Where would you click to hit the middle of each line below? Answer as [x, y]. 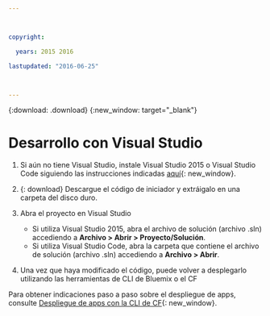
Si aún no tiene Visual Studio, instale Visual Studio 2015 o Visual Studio [138, 165]
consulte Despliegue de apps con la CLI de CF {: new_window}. [113, 303]
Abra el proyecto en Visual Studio [75, 214]
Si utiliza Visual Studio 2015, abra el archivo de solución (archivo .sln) [147, 229]
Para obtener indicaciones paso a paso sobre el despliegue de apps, [122, 294]
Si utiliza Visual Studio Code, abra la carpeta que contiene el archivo [145, 246]
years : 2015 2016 [45, 52]
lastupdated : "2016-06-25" [54, 66]
